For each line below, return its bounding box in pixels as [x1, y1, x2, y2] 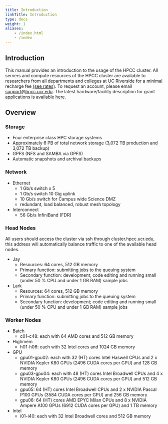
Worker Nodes [5, 316, 41, 323]
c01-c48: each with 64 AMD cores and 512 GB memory [19, 333, 134, 339]
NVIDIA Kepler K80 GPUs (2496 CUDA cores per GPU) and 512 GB [19, 376, 157, 382]
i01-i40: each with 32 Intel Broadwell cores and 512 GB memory [19, 413, 151, 419]
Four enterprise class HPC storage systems [12, 135, 102, 141]
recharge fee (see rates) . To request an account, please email [5, 83, 132, 89]
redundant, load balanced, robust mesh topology [19, 201, 121, 207]
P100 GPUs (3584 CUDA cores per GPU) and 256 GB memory [19, 392, 147, 398]
